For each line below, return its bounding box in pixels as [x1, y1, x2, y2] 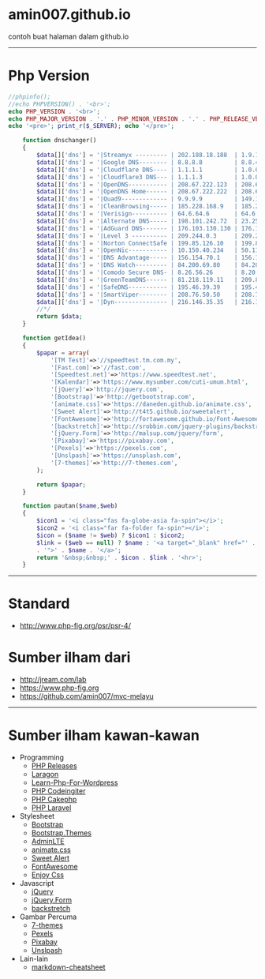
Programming [19, 752, 65, 763]
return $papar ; [36, 480, 87, 489]
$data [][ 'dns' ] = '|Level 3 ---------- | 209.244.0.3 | [36, 231, 238, 240]
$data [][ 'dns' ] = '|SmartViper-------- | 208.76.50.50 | [36, 291, 238, 298]
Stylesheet [19, 812, 55, 821]
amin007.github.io [8, 6, 132, 24]
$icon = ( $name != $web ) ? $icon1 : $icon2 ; [36, 531, 185, 539]
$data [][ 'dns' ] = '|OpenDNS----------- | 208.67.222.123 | [36, 180, 238, 189]
